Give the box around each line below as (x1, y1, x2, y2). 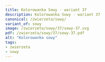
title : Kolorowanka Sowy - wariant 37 (5, 7, 87, 12)
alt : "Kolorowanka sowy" (5, 35, 58, 40)
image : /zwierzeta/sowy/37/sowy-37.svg (5, 26, 89, 31)
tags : (5, 40, 17, 45)
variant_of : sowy (5, 21, 42, 26)
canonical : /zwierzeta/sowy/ (5, 16, 67, 21)
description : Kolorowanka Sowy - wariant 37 (5, 12, 100, 17)
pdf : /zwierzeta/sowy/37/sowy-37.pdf (5, 30, 85, 35)
